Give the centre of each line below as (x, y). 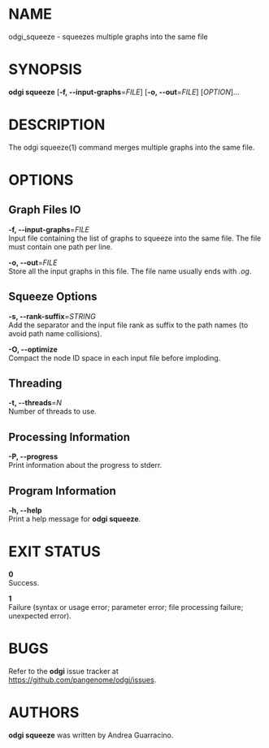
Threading (35, 384)
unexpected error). (40, 616)
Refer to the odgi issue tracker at (64, 671)
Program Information (62, 491)
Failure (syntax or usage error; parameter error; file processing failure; (126, 607)
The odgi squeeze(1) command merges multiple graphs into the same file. (132, 147)
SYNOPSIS (46, 69)
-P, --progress (33, 456)
